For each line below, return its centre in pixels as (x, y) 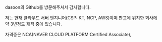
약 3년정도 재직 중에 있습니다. (33, 24)
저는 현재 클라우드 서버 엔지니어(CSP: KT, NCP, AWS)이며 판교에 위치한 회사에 (81, 18)
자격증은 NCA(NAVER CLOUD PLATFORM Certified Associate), (68, 34)
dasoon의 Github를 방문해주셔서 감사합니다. (48, 7)
